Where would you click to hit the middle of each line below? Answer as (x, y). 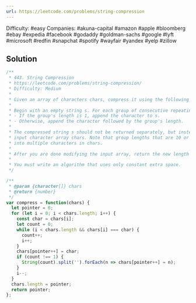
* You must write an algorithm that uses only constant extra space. (95, 165)
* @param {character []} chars (45, 186)
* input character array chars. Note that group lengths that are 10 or (99, 137)
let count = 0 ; (35, 225)
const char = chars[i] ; (45, 219)
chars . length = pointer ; (41, 284)
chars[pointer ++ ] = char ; (48, 252)
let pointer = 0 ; (32, 208)
